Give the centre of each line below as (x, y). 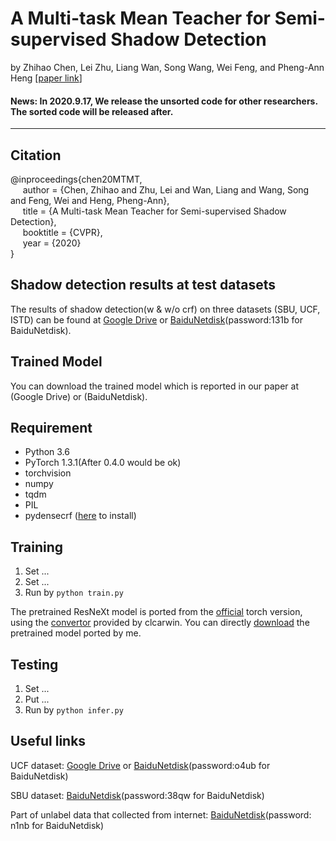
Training (37, 547)
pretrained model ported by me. (76, 633)
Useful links (48, 741)
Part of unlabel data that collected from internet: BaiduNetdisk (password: (161, 814)
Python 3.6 (47, 452)
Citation (36, 155)
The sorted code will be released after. (92, 111)
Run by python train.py (74, 593)
